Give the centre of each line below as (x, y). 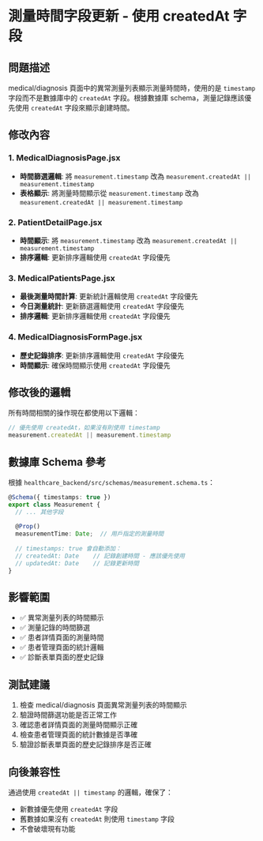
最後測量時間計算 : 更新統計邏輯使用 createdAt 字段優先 (109, 296)
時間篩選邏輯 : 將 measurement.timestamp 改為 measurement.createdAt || (135, 176)
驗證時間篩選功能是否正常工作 (68, 715)
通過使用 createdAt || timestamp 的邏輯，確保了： (91, 792)
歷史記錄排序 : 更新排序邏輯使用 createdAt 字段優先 (102, 355)
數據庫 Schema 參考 (57, 462)
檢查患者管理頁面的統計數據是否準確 (79, 734)
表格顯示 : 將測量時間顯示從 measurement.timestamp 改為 (109, 193)
